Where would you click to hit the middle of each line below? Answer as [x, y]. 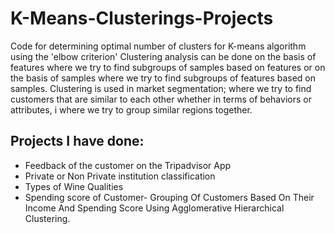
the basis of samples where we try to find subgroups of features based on [163, 78]
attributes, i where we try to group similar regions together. [131, 109]
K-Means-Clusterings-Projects [142, 18]
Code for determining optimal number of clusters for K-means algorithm [158, 46]
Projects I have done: [77, 141]
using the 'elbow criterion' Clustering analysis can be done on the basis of [163, 56]
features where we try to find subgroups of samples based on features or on [168, 67]
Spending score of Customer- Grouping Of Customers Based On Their [169, 197]
